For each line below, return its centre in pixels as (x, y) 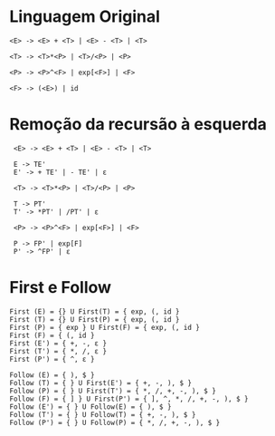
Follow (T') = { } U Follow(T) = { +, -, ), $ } (103, 414)
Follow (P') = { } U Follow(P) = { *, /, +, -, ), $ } (115, 422)
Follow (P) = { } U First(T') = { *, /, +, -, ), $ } (113, 391)
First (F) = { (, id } (52, 335)
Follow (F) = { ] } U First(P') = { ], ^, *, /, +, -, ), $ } (129, 399)
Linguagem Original (85, 17)
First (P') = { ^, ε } (52, 359)
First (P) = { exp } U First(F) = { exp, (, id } (105, 327)
